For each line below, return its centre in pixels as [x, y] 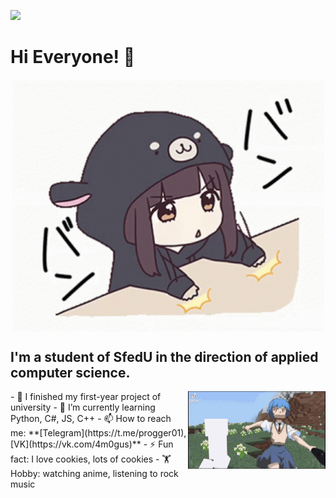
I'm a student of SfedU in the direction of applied [164, 356]
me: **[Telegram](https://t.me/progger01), [98, 433]
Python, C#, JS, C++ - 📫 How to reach [91, 419]
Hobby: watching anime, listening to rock [94, 474]
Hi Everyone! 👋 [73, 57]
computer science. [70, 372]
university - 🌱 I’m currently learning [83, 407]
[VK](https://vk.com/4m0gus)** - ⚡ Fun [92, 444]
